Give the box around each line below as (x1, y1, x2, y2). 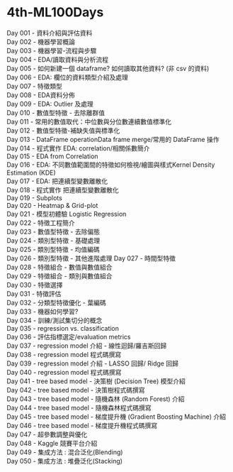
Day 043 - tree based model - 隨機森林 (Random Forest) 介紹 (6, 395, 185, 403)
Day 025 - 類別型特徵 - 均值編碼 (6, 245, 100, 253)
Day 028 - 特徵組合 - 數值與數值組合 (6, 263, 113, 271)
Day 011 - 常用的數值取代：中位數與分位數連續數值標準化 (6, 117, 172, 126)
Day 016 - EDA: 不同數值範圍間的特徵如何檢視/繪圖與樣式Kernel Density (6, 160, 215, 169)
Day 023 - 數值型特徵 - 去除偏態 (6, 227, 101, 236)
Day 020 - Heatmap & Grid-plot (6, 201, 98, 209)
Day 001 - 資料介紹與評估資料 (6, 28, 93, 37)
